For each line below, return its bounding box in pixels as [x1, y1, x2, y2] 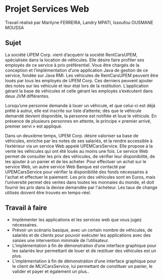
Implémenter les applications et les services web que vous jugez [12, 217, 142, 223]
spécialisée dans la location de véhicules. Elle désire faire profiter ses [5, 57, 145, 63]
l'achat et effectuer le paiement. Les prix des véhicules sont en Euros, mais [5, 174, 156, 180]
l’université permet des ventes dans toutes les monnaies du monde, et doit [5, 179, 154, 185]
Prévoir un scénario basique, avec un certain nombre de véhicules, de [12, 227, 153, 233]
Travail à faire [5, 204, 47, 212]
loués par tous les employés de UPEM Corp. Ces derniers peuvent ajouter [5, 77, 153, 83]
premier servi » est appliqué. [5, 123, 63, 129]
